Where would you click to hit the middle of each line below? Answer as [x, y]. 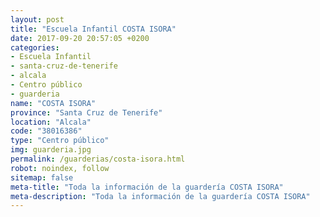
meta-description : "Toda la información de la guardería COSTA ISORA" [160, 196]
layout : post [37, 19]
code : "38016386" [46, 131]
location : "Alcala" [51, 122]
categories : [35, 47]
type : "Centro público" [60, 141]
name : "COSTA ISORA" [53, 103]
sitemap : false [42, 177]
